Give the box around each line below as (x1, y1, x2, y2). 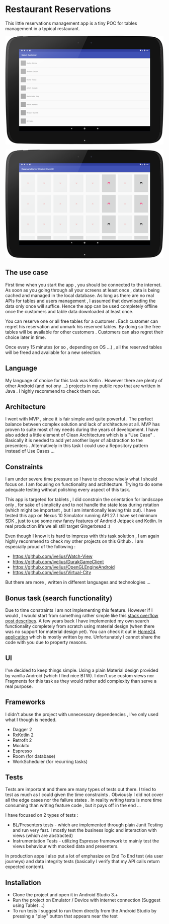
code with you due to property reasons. (5, 639, 88, 646)
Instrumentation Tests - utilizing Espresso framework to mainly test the (12, 838, 159, 844)
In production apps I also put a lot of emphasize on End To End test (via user (5, 853, 163, 859)
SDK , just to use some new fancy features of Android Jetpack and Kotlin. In (5, 518, 162, 524)
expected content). (5, 864, 45, 870)
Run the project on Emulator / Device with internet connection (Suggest (12, 897, 161, 903)
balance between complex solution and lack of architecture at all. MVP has (5, 421, 160, 428)
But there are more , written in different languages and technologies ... (5, 579, 151, 585)
